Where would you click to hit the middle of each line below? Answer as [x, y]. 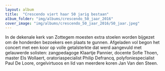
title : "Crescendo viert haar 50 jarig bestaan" [57, 14]
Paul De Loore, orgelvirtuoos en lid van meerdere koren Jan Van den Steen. [82, 63]
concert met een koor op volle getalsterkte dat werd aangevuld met [73, 47]
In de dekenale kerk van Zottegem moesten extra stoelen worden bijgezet [80, 37]
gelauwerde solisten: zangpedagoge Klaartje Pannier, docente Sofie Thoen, [82, 53]
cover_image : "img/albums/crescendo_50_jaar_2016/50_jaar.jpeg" [72, 23]
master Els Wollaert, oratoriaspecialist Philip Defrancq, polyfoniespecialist [80, 58]
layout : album [20, 10]
